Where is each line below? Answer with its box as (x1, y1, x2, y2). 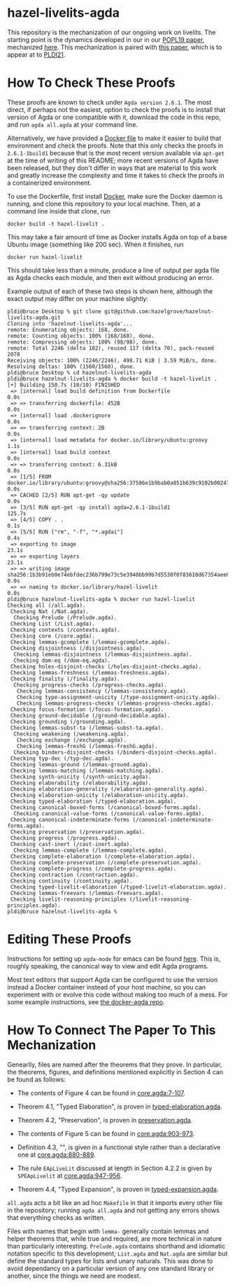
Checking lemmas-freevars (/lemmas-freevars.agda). (10, 889, 164, 896)
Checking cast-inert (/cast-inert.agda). (10, 841, 133, 848)
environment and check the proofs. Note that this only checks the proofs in (7, 141, 224, 150)
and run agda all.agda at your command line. (7, 120, 138, 129)
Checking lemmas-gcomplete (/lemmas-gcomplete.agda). (10, 638, 171, 645)
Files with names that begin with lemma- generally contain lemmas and (7, 1227, 209, 1235)
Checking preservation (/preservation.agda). (10, 828, 145, 836)
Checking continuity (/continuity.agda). (10, 877, 133, 885)
